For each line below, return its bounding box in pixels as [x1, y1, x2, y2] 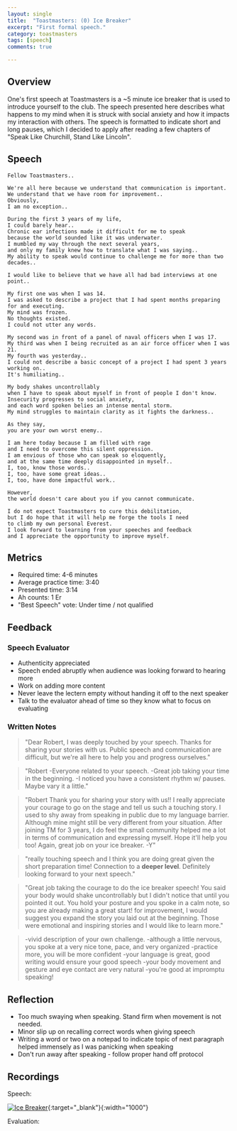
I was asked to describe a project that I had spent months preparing [7, 296, 221, 303]
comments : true [7, 43, 53, 50]
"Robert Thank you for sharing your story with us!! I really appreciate [24, 796, 226, 804]
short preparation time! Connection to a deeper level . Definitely [24, 862, 211, 871]
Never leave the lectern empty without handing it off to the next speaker [17, 689, 229, 698]
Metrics [7, 552, 43, 564]
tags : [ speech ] [7, 37, 53, 44]
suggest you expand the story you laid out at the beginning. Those [24, 914, 219, 922]
